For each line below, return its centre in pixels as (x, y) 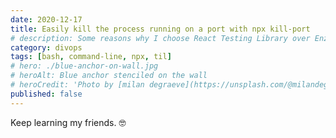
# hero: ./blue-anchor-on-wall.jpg (84, 66)
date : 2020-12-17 (46, 19)
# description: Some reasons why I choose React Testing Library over (160, 38)
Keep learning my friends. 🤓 (68, 122)
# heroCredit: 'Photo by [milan (77, 85)
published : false (46, 94)
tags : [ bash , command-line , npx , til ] (91, 57)
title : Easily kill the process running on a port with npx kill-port (160, 29)
